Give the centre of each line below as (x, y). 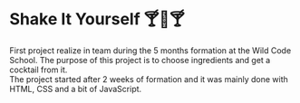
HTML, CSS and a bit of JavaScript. (76, 89)
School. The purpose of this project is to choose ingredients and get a (140, 60)
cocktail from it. (39, 70)
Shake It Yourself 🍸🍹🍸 (97, 19)
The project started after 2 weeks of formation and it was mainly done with (149, 79)
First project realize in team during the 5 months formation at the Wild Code (150, 50)
